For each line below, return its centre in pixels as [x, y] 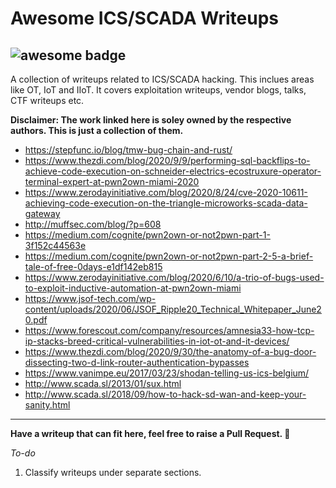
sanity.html [47, 405]
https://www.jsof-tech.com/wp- [90, 298]
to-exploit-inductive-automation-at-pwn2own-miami [133, 288]
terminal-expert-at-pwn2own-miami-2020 [112, 181]
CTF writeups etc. [47, 100]
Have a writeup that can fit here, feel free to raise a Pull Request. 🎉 [150, 433]
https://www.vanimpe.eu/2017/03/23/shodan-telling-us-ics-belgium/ [167, 373]
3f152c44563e [55, 245]
